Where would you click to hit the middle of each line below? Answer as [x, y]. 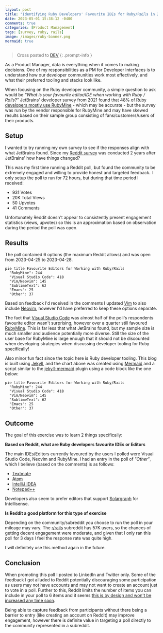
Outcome [19, 423]
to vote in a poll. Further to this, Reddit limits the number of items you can [78, 590]
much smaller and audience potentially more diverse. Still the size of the [77, 334]
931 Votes [22, 192]
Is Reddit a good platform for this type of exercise [56, 513]
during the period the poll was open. [41, 227]
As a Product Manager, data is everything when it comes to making [72, 64]
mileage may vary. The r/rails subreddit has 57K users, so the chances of [78, 528]
